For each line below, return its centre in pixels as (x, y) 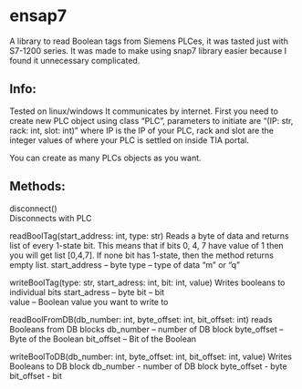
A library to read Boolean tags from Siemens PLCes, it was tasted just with (149, 41)
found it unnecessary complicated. (75, 60)
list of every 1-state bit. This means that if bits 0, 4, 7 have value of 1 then (147, 245)
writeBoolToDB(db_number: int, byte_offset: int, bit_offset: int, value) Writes (151, 356)
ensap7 (38, 16)
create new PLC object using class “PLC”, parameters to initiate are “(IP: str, (151, 120)
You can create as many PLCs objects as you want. (106, 158)
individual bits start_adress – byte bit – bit (87, 292)
